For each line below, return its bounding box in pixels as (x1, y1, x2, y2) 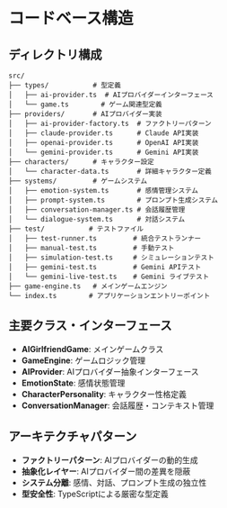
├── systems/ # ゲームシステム (8, 177, 148, 186)
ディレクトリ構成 (8, 47, 102, 62)
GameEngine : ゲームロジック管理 (21, 355, 146, 366)
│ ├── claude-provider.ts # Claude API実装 (8, 129, 199, 138)
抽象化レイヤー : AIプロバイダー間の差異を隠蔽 (21, 466, 191, 476)
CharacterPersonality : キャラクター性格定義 (21, 388, 188, 399)
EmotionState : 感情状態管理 (21, 377, 126, 388)
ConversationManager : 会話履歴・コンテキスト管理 (21, 400, 214, 411)
